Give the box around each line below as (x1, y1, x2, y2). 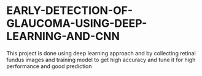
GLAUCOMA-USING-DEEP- (6, 16, 147, 30)
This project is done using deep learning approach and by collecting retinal (6, 49, 196, 57)
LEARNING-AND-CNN (6, 30, 120, 43)
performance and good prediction (6, 62, 92, 70)
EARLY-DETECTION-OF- (6, 4, 133, 18)
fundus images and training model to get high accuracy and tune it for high (6, 56, 196, 63)
